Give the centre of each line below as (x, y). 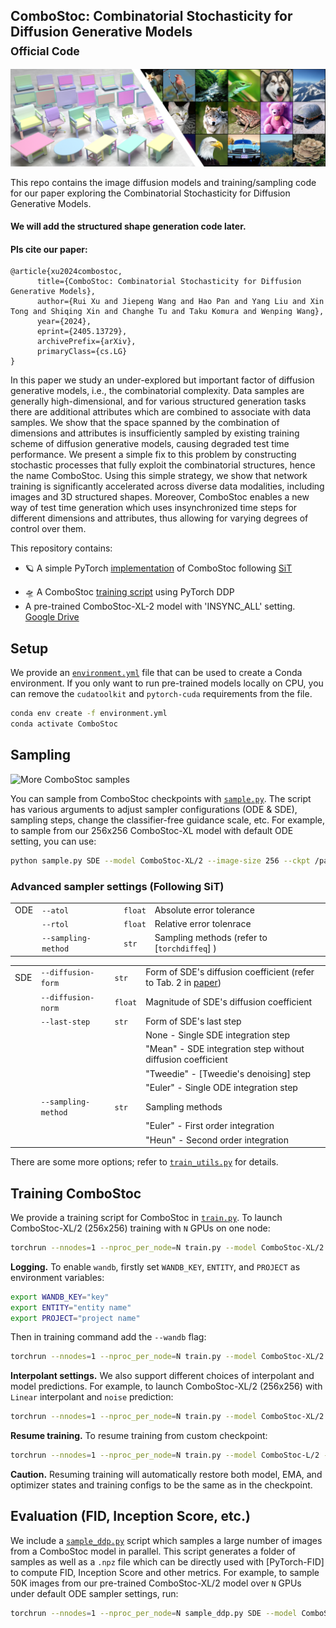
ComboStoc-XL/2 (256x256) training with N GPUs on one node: (140, 1228)
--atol (55, 910)
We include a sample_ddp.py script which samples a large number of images (166, 1540)
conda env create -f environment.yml (89, 714)
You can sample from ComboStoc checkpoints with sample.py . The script (161, 798)
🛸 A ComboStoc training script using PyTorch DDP (129, 592)
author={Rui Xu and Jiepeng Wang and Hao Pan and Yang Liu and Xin (180, 302)
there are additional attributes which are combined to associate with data (161, 412)
